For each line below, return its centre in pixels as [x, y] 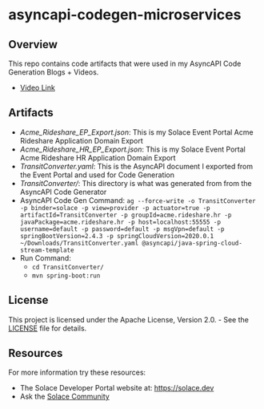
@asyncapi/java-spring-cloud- [192, 243]
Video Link [38, 87]
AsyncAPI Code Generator [63, 192]
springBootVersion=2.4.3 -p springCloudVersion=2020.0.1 [117, 236]
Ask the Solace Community [64, 397]
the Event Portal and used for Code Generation [97, 175]
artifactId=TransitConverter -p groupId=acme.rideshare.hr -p [126, 215]
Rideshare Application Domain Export [82, 140]
